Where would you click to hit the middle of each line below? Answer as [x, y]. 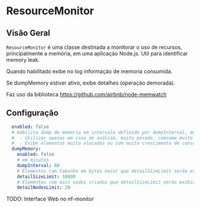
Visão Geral [28, 33]
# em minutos [33, 160]
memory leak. [23, 60]
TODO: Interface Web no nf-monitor [50, 199]
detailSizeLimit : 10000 [46, 177]
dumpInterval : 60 [38, 165]
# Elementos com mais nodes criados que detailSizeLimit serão [97, 182]
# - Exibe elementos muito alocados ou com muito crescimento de [96, 143]
